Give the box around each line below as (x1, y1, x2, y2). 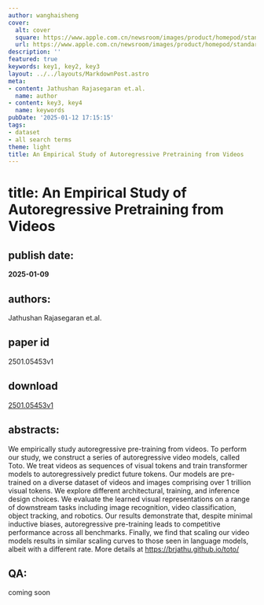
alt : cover (15, 26, 51, 34)
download (8, 379, 58, 393)
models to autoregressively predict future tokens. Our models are (8, 469, 220, 478)
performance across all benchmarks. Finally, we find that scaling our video (8, 527, 250, 537)
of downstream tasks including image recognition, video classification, (8, 502, 236, 511)
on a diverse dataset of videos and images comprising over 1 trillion (32, 477, 251, 487)
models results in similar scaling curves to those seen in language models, (8, 536, 249, 545)
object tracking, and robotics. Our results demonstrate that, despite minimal (8, 511, 253, 520)
